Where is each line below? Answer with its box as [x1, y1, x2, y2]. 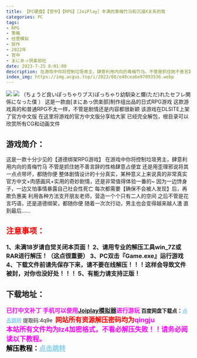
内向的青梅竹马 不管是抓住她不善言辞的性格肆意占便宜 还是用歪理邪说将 [11, 163, 184, 170]
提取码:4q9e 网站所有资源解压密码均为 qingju [22, 315, 155, 324]
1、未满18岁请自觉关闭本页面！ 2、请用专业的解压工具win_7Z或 [6, 243, 182, 251]
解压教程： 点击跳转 [6, 344, 66, 353]
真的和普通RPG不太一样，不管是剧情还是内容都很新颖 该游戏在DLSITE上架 [11, 106, 190, 113]
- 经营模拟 [6, 36, 29, 42]
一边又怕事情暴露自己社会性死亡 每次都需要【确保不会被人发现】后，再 [16, 185, 188, 192]
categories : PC [6, 14, 43, 20]
